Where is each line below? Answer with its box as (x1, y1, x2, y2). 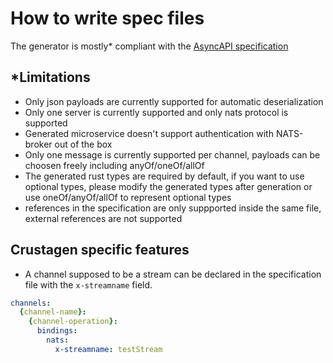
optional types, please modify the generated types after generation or (24, 180, 313, 192)
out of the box (54, 138, 113, 150)
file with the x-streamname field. (24, 278, 153, 291)
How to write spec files (10, 7, 205, 30)
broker (24, 138, 53, 150)
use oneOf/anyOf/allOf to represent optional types (24, 191, 232, 203)
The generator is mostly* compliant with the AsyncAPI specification (10, 40, 289, 52)
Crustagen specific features (10, 242, 190, 259)
